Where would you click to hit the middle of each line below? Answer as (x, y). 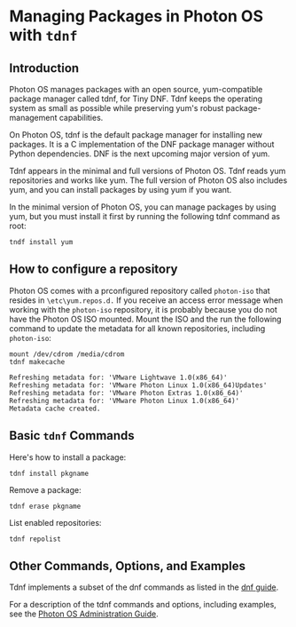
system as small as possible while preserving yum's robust (117, 108)
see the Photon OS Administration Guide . (84, 614)
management (33, 118)
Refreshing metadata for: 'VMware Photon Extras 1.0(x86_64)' (126, 393)
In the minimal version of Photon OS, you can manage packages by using (143, 207)
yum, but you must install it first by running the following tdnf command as (145, 216)
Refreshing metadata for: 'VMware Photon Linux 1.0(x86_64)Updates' (138, 385)
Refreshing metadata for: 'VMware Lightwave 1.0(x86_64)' (118, 377)
